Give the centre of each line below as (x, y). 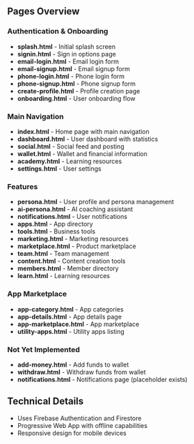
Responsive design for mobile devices (72, 433)
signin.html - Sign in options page (66, 54)
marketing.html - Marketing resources (73, 239)
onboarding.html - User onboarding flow (76, 98)
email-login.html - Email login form (68, 61)
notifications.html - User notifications (72, 217)
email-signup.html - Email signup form (73, 68)
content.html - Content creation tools (71, 261)
